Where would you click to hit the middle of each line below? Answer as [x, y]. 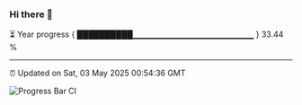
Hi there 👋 [31, 14]
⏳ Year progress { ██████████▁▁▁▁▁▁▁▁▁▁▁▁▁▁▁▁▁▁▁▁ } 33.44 [147, 34]
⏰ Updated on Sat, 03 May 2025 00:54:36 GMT [98, 73]
